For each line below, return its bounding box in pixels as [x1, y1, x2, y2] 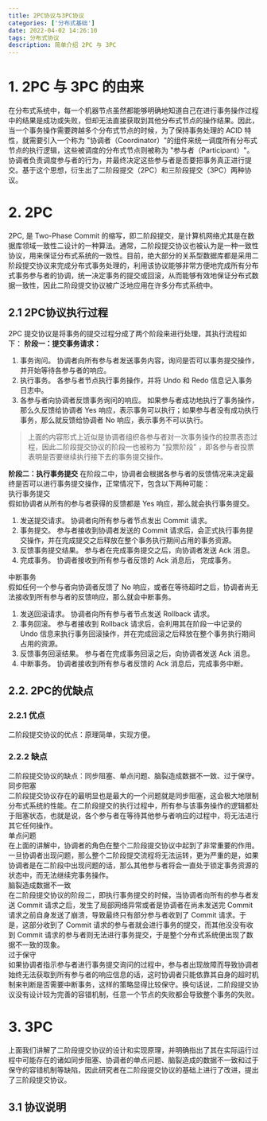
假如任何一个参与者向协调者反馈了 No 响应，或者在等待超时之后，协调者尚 [8, 582, 252, 592]
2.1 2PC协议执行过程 [8, 306, 109, 320]
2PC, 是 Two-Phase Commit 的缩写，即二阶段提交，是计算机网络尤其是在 [8, 231, 248, 240]
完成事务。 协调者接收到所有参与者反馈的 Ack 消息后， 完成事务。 [19, 555, 236, 564]
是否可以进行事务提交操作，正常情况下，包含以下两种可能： [14, 479, 211, 488]
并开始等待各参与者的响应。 [19, 365, 111, 374]
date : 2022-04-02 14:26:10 [8, 26, 98, 34]
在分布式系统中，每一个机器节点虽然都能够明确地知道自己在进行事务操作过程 [8, 106, 259, 115]
